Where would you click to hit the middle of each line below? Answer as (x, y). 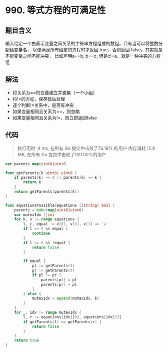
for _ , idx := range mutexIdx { (48, 312)
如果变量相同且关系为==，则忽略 (46, 111)
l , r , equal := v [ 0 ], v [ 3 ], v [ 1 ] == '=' (66, 224)
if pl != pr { (46, 275)
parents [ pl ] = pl (59, 280)
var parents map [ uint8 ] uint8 (35, 164)
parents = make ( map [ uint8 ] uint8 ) (49, 210)
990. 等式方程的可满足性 (55, 10)
